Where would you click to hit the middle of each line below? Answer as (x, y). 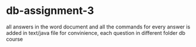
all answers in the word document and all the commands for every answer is (98, 27)
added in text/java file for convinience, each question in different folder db (96, 32)
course (15, 39)
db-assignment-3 (50, 11)
